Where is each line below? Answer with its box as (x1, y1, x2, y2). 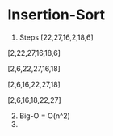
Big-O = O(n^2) (19, 111, 70, 121)
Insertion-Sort (7, 6, 106, 24)
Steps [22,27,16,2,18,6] (19, 32, 94, 42)
